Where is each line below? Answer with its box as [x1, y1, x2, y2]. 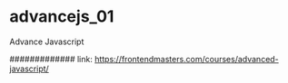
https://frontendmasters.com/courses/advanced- [94, 53, 279, 64]
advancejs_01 [9, 6, 114, 27]
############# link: [9, 53, 93, 64]
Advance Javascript [9, 36, 84, 47]
